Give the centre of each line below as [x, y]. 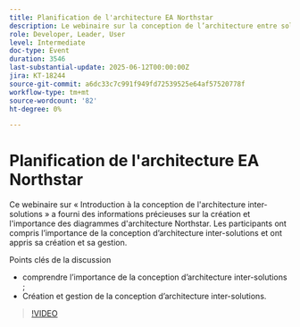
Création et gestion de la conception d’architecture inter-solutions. [144, 297]
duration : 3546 [37, 59]
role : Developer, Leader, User [67, 34]
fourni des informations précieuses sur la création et [154, 214]
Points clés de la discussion [60, 260]
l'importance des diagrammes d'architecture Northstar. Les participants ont [148, 223]
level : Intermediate [48, 42]
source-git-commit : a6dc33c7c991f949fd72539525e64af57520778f [127, 84]
